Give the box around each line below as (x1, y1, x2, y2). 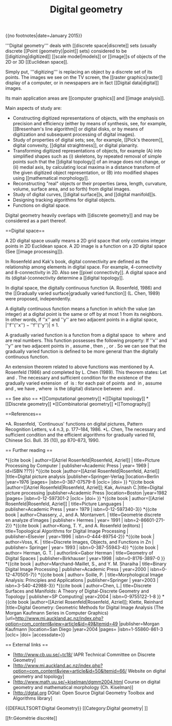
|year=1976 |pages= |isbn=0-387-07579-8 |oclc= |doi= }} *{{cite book (5, 479, 155, 485)
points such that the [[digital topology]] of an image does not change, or (12, 159, 166, 165)
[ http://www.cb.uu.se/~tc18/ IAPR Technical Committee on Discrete (12, 652, 156, 658)
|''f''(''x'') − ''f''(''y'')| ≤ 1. (5, 322, 59, 328)
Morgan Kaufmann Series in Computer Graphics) (5, 610, 109, 616)
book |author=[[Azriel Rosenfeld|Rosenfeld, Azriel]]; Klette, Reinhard (17, 599, 163, 605)
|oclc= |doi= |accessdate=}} (5, 632, 65, 638)
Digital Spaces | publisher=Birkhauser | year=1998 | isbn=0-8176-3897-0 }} (5, 556, 165, 562)
